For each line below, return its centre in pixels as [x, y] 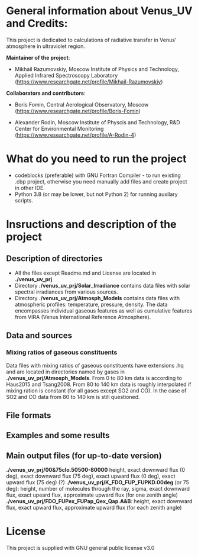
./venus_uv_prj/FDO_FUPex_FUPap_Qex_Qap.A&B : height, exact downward [99, 501]
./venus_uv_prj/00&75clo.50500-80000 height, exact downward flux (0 [95, 470]
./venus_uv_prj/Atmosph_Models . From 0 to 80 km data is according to [94, 378]
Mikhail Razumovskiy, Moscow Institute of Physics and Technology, [97, 69]
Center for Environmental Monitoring [59, 128]
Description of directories [54, 259]
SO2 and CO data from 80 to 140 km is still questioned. [73, 397]
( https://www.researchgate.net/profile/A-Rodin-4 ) [75, 135]
